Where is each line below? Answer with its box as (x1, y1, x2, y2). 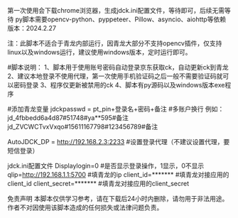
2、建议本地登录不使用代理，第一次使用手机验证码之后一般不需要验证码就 (7, 72, 223, 80)
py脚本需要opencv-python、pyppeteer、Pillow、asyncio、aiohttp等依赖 (15, 15, 226, 23)
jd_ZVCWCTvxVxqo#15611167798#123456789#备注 (7, 123, 158, 131)
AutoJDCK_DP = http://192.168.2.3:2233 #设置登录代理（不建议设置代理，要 (7, 138, 230, 146)
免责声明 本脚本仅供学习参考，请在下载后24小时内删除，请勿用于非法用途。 (7, 195, 229, 202)
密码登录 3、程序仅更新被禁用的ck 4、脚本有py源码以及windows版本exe (13, 81, 225, 89)
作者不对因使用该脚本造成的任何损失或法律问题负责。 (7, 203, 163, 212)
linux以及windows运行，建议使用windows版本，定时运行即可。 (7, 48, 192, 56)
